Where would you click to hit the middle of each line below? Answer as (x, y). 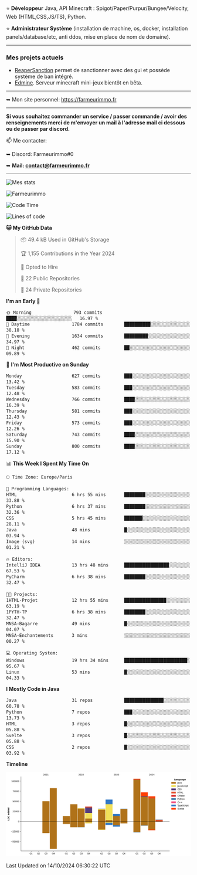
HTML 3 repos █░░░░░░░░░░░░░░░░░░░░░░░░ (98, 724)
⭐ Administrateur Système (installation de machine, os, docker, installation (97, 28)
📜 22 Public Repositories (50, 279)
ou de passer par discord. (38, 129)
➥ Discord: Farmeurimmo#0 (40, 154)
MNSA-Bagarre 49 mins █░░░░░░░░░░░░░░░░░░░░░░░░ (98, 624)
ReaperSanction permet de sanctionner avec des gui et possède (92, 70)
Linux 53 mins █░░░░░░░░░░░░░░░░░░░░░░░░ (98, 672)
